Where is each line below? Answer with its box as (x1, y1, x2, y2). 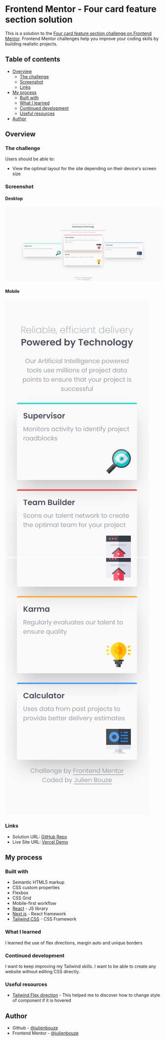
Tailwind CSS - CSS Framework (12, 916, 77, 922)
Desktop (5, 195, 23, 201)
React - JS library (12, 905, 48, 911)
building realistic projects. (5, 41, 58, 47)
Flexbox (12, 890, 29, 896)
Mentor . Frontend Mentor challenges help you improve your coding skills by (5, 36, 159, 42)
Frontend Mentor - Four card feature (5, 3, 157, 15)
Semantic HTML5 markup (12, 879, 65, 885)
